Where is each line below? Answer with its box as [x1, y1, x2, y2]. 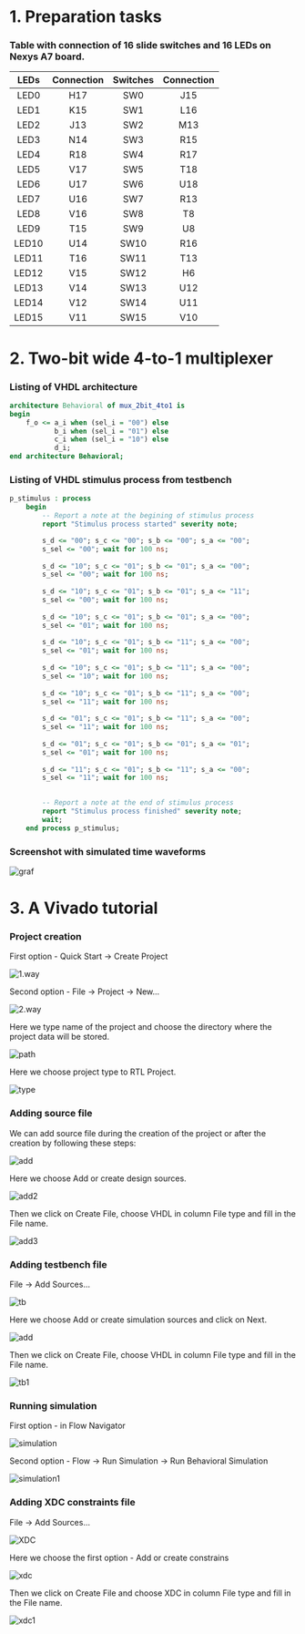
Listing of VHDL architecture [9, 380, 138, 393]
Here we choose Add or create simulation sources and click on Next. [9, 1314, 267, 1325]
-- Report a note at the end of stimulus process [42, 798, 234, 807]
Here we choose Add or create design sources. [9, 1173, 187, 1184]
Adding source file [9, 1107, 93, 1120]
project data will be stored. [9, 1032, 110, 1043]
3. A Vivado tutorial [9, 898, 158, 919]
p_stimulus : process [9, 494, 92, 503]
